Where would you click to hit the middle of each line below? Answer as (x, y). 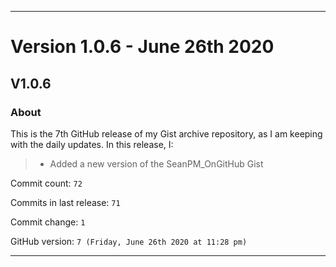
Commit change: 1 (48, 222)
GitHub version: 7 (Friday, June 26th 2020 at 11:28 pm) (129, 241)
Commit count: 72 (46, 183)
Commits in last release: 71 (65, 202)
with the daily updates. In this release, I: (92, 144)
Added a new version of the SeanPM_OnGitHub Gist (156, 163)
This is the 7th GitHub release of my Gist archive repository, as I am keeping (166, 133)
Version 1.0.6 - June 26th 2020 (142, 47)
